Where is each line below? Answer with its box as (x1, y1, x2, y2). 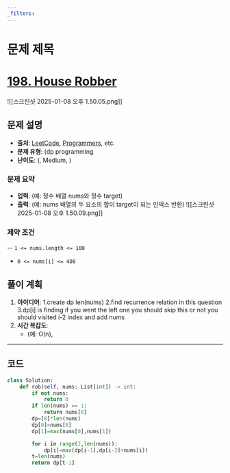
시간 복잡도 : (16, 321, 49, 330)
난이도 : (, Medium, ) (16, 156, 72, 164)
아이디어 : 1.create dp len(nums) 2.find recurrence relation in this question (16, 298, 222, 306)
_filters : (7, 10, 36, 17)
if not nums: (31, 389, 69, 397)
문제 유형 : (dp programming (16, 147, 94, 155)
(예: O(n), (27, 330, 53, 338)
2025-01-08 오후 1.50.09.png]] (16, 209, 103, 217)
